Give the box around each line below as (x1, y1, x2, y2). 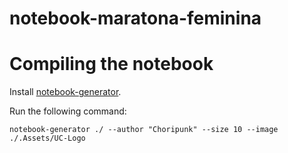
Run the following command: (9, 105, 127, 117)
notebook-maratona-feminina (9, 7, 262, 30)
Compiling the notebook (9, 53, 214, 76)
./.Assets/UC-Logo (9, 133, 86, 144)
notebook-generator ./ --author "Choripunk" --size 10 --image (9, 125, 279, 135)
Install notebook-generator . (9, 86, 122, 98)
